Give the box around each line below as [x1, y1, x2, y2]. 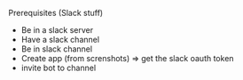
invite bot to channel [20, 62, 97, 73]
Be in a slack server [20, 25, 94, 35]
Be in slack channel [20, 44, 93, 54]
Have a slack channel [20, 35, 99, 44]
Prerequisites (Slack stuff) [8, 8, 104, 18]
